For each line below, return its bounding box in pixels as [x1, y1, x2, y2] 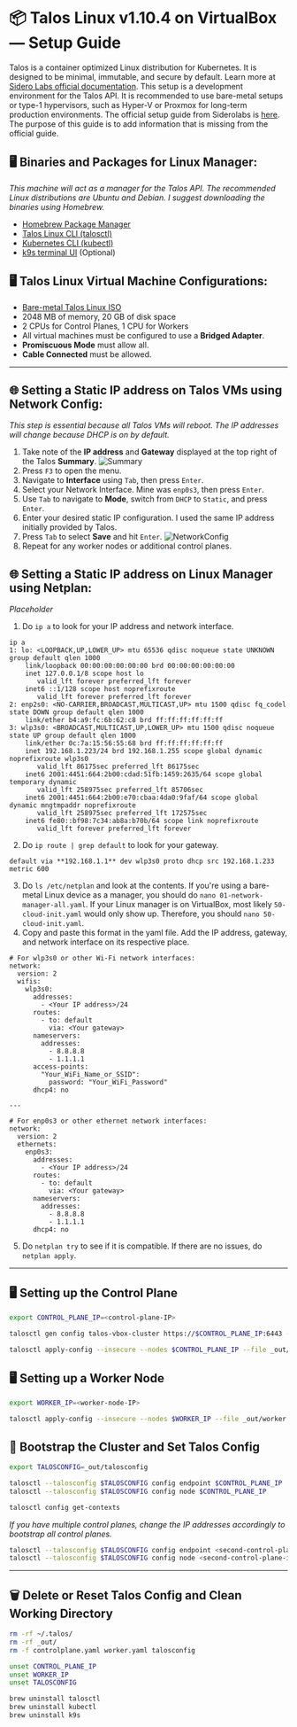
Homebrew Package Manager [21, 219, 131, 229]
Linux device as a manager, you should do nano [44, 890, 217, 900]
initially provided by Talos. [21, 522, 118, 533]
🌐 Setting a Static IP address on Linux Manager [9, 566, 274, 581]
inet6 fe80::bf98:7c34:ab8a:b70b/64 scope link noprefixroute [25, 817, 259, 826]
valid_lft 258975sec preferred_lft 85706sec [36, 786, 203, 795]
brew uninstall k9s [9, 1711, 81, 1720]
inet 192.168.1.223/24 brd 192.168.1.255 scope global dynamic [25, 747, 263, 756]
